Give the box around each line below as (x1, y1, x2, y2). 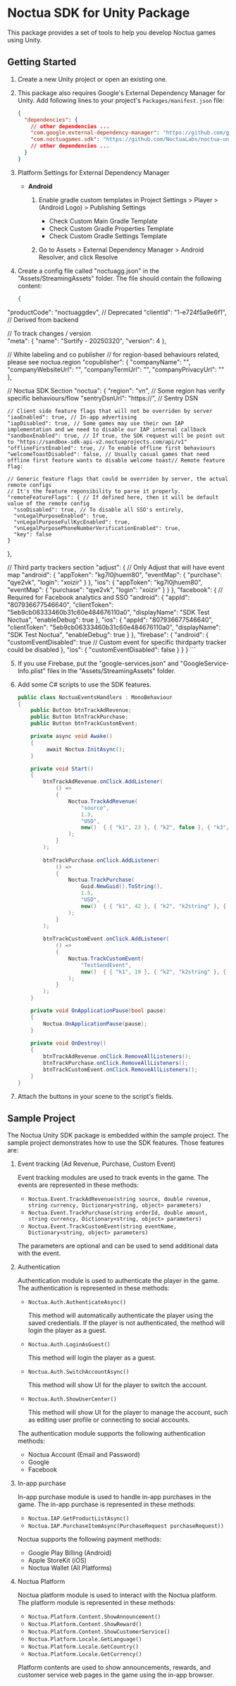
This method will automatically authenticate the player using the (27, 1311, 213, 1319)
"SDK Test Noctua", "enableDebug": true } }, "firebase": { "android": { (7, 630, 209, 639)
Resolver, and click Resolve (38, 252, 118, 261)
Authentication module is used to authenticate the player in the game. (17, 1276, 220, 1285)
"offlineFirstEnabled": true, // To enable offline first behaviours (7, 444, 216, 452)
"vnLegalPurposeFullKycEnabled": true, (13, 518, 131, 526)
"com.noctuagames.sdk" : (30, 136, 100, 143)
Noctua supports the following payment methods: (17, 1535, 162, 1544)
